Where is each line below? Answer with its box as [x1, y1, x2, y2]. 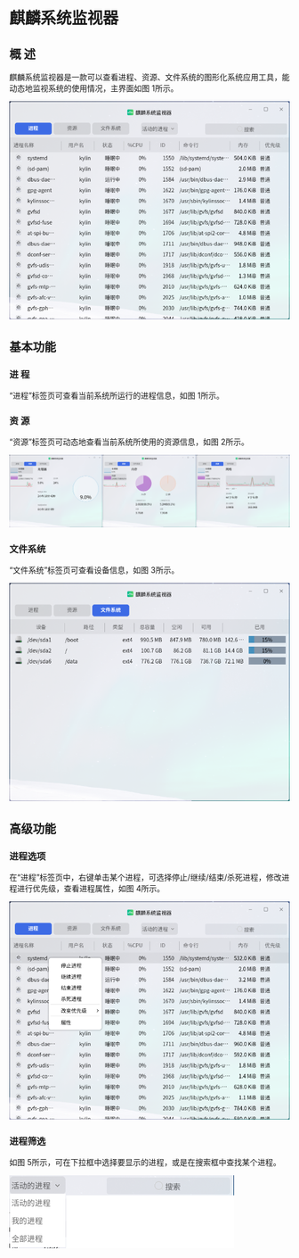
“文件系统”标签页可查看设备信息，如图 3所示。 [9, 564, 180, 575]
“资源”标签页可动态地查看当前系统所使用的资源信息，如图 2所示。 [9, 436, 249, 447]
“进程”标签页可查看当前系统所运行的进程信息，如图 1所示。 [9, 390, 224, 401]
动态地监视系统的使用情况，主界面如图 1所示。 [9, 83, 179, 94]
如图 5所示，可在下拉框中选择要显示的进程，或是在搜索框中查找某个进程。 [9, 1157, 282, 1168]
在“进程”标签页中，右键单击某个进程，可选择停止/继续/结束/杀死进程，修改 [9, 872, 282, 882]
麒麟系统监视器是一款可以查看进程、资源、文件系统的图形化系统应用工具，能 [9, 72, 290, 82]
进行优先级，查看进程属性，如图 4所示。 [16, 882, 165, 893]
